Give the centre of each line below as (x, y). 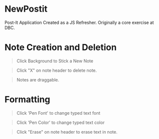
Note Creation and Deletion (61, 48)
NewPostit (26, 9)
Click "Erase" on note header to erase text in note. (67, 132)
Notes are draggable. (38, 79)
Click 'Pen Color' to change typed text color (60, 122)
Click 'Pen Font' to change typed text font (58, 113)
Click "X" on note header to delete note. (57, 70)
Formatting (28, 100)
